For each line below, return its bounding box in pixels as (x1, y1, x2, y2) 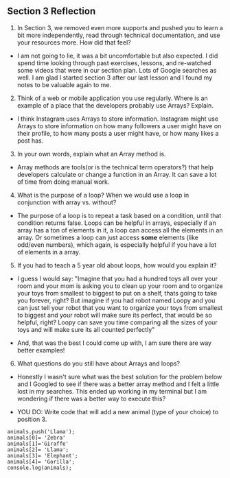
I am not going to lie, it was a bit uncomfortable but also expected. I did (16, 51, 218, 60)
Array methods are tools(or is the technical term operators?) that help (16, 163, 214, 171)
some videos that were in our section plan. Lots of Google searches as (16, 66, 217, 74)
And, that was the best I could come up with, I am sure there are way (16, 339, 211, 347)
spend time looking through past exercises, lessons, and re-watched (16, 58, 211, 67)
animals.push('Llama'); (7, 428, 76, 435)
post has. (16, 136, 44, 145)
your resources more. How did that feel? (16, 38, 132, 47)
